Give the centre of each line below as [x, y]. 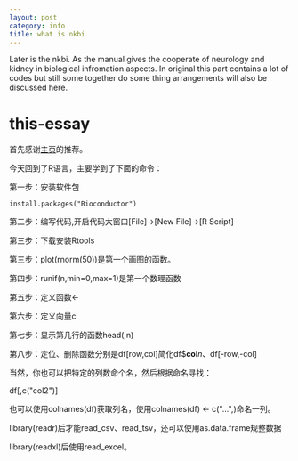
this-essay [50, 123]
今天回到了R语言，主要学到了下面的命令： [86, 168]
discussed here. [39, 88]
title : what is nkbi [48, 34]
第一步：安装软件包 [44, 187]
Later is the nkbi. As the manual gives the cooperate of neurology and [137, 60]
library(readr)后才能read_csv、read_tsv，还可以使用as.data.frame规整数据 [145, 428]
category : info [37, 26]
